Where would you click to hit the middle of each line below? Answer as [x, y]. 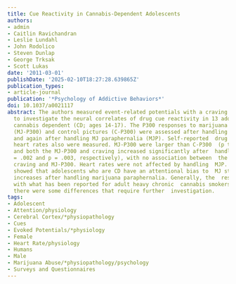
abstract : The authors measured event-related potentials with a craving [118, 112]
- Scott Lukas [28, 66]
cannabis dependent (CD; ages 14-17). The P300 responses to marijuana [121, 125]
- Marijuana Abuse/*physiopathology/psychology [78, 263]
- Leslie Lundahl [33, 40]
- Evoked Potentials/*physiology [56, 230]
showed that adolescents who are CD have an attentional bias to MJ [117, 171]
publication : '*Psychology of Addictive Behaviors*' [86, 99]
